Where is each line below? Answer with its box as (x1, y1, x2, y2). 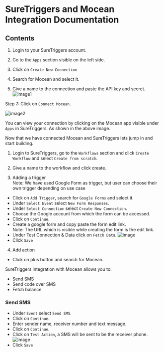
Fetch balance (12, 287, 42, 292)
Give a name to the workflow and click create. (12, 165, 107, 171)
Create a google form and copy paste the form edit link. (12, 221, 126, 227)
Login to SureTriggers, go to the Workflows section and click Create (12, 150, 149, 156)
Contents (5, 34, 35, 42)
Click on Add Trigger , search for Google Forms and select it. (12, 195, 134, 200)
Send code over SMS (12, 281, 56, 287)
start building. (5, 141, 34, 146)
